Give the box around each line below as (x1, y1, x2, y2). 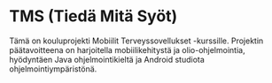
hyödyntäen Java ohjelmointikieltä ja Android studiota (9, 54, 206, 64)
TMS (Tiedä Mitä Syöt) (9, 6, 178, 26)
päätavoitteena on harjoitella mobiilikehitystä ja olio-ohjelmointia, (9, 44, 245, 55)
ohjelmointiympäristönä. (9, 64, 97, 74)
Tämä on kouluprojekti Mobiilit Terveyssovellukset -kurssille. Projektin (9, 35, 264, 46)
